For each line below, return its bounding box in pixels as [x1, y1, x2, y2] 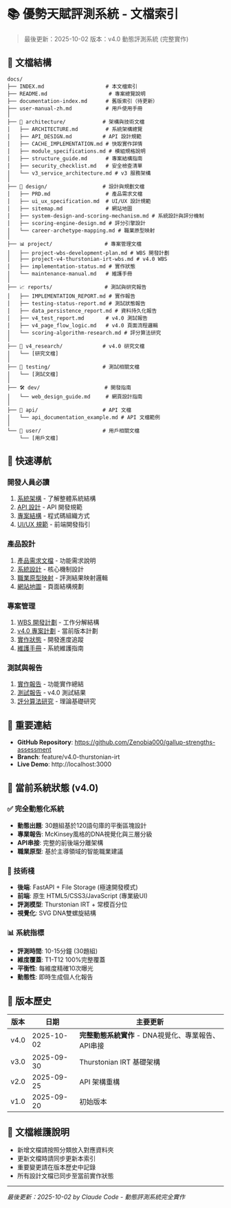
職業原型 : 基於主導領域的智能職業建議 [16, 847, 124, 855]
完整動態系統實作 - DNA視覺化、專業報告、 [79, 1031, 220, 1040]
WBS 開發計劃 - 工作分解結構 [16, 618, 100, 627]
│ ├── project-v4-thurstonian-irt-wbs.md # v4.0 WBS [7, 255, 168, 262]
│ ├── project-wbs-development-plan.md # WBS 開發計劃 [7, 249, 170, 256]
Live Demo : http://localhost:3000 [16, 760, 112, 768]
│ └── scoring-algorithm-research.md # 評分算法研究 [7, 329, 162, 336]
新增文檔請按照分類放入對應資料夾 [16, 1146, 114, 1154]
